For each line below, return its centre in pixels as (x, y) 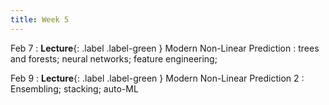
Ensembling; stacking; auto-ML (74, 88)
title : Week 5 (40, 19)
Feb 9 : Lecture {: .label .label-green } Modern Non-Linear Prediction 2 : (157, 78)
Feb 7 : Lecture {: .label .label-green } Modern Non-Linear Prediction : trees (165, 48)
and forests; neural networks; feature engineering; (114, 58)
